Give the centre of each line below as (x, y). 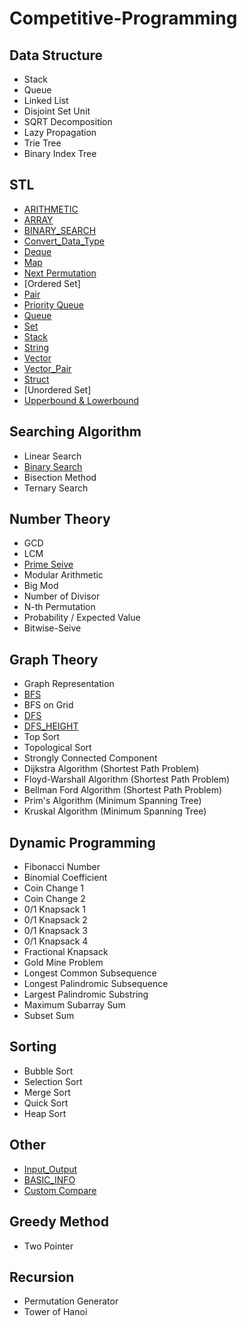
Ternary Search (56, 488)
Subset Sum (49, 1016)
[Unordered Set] (57, 389)
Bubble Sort (48, 1071)
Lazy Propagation (60, 132)
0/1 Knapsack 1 (54, 909)
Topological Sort (57, 748)
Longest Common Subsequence (90, 973)
